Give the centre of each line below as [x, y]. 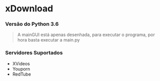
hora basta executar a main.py [49, 40]
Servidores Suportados [34, 53]
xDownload [29, 9]
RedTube [22, 74]
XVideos [21, 63]
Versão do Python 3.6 [32, 24]
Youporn [21, 69]
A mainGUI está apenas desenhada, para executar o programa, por [86, 35]
